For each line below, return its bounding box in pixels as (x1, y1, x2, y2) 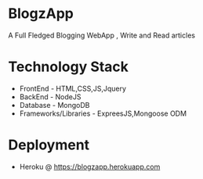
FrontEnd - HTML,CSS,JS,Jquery (19, 84, 127, 93)
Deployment (8, 136, 90, 154)
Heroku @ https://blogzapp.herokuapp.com (19, 162, 161, 171)
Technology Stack (8, 58, 129, 76)
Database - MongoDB (19, 100, 90, 109)
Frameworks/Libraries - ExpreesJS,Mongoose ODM (19, 109, 187, 118)
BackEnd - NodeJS (19, 91, 82, 102)
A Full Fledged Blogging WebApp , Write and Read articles (8, 30, 196, 40)
